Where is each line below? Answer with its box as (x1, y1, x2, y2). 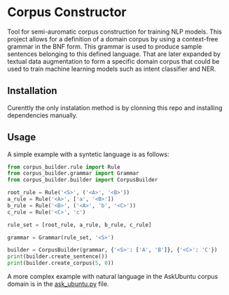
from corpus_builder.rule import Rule (7, 163, 120, 170)
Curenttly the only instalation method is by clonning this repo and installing (7, 103, 223, 112)
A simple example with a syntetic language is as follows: (7, 150, 169, 158)
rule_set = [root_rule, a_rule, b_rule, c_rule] (7, 221, 152, 228)
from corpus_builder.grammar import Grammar (7, 170, 139, 177)
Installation (7, 85, 57, 97)
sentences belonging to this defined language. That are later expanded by (7, 50, 221, 58)
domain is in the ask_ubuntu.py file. (7, 280, 109, 288)
